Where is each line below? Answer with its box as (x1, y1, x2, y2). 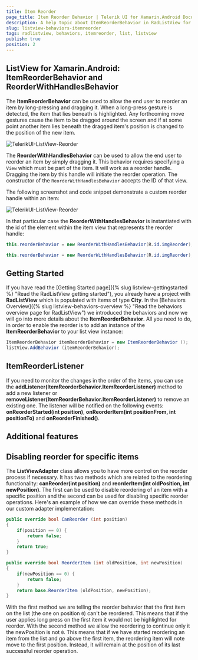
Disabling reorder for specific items (6, 452, 139, 462)
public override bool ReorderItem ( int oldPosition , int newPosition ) (6, 560, 183, 566)
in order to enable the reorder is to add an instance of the (6, 322, 146, 329)
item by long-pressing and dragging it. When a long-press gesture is (6, 104, 173, 111)
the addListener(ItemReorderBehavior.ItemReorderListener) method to (6, 383, 183, 390)
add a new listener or (6, 389, 58, 396)
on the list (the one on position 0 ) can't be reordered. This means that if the (6, 610, 189, 617)
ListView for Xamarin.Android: (6, 63, 120, 74)
